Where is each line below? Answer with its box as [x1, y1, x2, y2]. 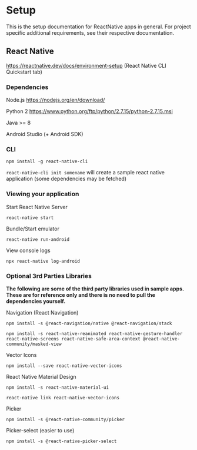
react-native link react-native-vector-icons [6, 395, 119, 401]
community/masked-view [6, 341, 62, 347]
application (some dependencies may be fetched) [6, 175, 127, 183]
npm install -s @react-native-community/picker [6, 416, 125, 422]
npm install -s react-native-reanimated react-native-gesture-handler [6, 330, 183, 336]
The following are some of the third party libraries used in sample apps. [6, 285, 184, 292]
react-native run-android [6, 236, 69, 242]
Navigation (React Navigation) [6, 309, 79, 316]
